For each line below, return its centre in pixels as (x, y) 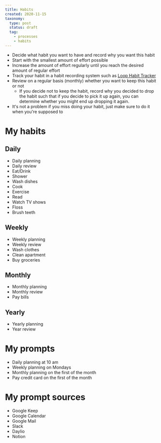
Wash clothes (26, 249)
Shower (20, 176)
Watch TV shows (29, 202)
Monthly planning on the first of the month (54, 373)
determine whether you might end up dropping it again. (74, 101)
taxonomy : (15, 18)
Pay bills (20, 297)
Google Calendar (29, 416)
